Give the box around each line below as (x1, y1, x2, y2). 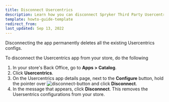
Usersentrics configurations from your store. (12, 91, 105, 97)
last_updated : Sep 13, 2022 (5, 26, 64, 31)
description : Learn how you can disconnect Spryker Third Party (5, 12, 143, 17)
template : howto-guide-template (5, 17, 73, 22)
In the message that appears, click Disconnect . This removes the (12, 86, 148, 92)
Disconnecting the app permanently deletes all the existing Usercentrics (5, 40, 155, 46)
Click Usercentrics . (12, 70, 54, 76)
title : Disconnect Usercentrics (5, 7, 73, 13)
